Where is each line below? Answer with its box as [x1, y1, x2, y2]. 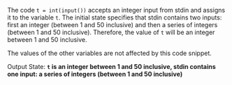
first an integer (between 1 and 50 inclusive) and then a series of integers [7, 21, 218, 29]
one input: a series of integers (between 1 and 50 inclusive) [7, 70, 183, 78]
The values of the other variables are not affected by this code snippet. [7, 49, 212, 57]
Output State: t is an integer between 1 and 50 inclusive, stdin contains [7, 63, 217, 70]
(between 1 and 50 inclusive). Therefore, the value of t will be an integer [7, 28, 215, 36]
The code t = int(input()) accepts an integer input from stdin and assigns [7, 6, 226, 14]
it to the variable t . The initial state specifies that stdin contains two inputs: [7, 13, 222, 22]
